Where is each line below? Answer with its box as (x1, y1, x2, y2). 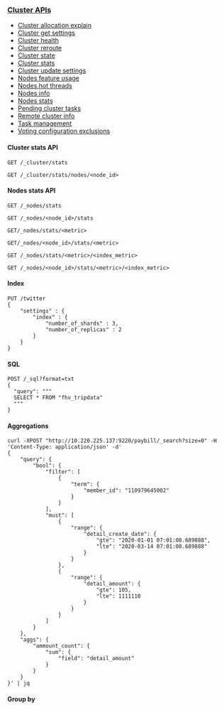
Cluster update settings (17, 66, 86, 75)
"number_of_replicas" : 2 (45, 326, 122, 333)
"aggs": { (20, 636, 50, 644)
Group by (7, 694, 35, 703)
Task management (17, 119, 72, 128)
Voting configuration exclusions (17, 127, 111, 136)
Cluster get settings (17, 28, 76, 37)
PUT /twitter (7, 295, 46, 302)
